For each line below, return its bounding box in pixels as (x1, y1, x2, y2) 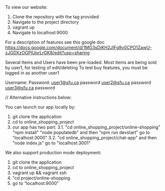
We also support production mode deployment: (5, 150, 102, 155)
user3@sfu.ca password (5, 85, 55, 91)
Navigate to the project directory (12, 19, 79, 25)
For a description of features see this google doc (5, 39, 105, 45)
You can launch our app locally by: (5, 104, 76, 110)
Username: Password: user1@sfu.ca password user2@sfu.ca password (5, 79, 151, 85)
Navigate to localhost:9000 (12, 30, 68, 35)
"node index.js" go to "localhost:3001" (12, 140, 91, 146)
